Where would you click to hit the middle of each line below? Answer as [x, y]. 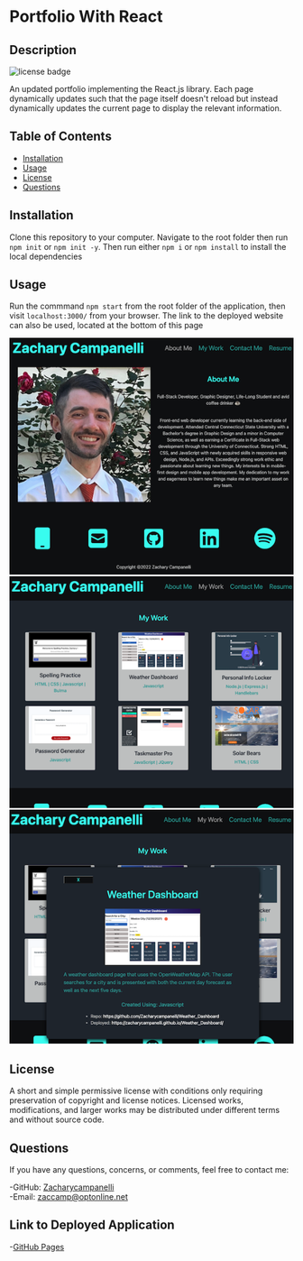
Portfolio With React [87, 17]
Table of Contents [61, 137]
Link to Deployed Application [92, 1225]
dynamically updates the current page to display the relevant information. [146, 108]
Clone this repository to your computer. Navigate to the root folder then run [149, 237]
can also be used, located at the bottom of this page [106, 326]
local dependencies [46, 256]
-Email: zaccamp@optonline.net [69, 1197]
